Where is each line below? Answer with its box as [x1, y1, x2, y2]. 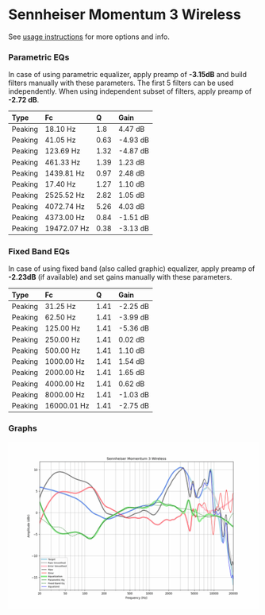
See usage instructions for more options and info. [8, 32, 171, 41]
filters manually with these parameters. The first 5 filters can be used [8, 78, 234, 88]
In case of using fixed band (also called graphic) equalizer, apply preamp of [8, 264, 255, 273]
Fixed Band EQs [8, 246, 70, 257]
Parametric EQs [8, 52, 70, 63]
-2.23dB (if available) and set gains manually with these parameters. [8, 273, 232, 282]
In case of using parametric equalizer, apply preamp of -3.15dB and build [8, 70, 248, 79]
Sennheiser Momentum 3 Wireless [8, 6, 242, 24]
